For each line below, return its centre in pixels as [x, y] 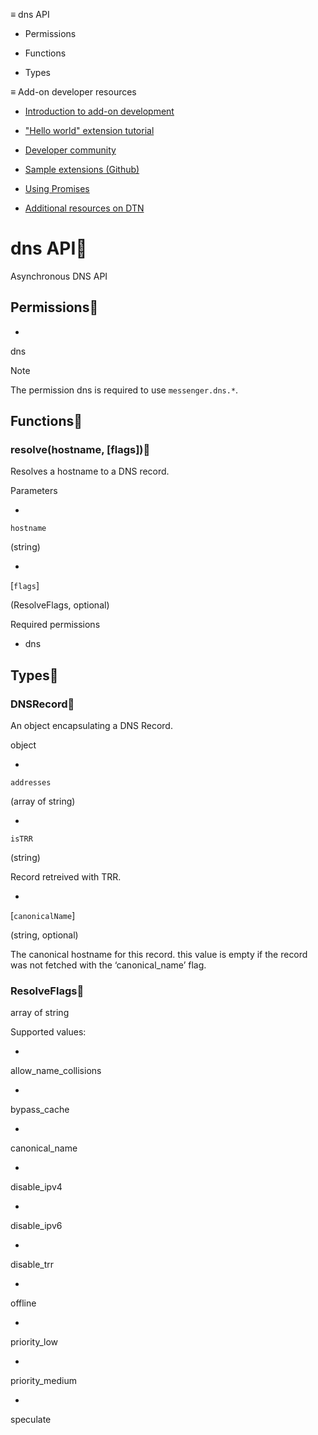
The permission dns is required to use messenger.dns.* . [124, 390]
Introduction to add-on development [99, 111]
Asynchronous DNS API [59, 276]
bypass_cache [40, 1110]
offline [23, 1303]
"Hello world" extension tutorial [89, 130]
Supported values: [48, 1032]
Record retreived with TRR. [66, 877]
